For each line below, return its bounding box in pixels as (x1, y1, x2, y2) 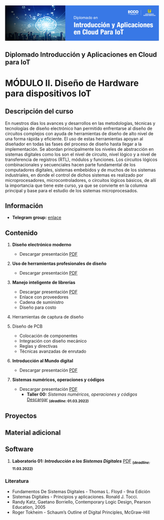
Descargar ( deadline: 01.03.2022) (26, 397, 89, 403)
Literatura (5, 478, 29, 484)
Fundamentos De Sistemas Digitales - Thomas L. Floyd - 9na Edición (12, 489, 150, 495)
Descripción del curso (5, 107, 74, 116)
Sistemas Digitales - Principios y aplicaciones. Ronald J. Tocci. (12, 494, 138, 500)
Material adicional (5, 428, 61, 437)
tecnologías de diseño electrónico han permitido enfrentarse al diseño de (5, 125, 153, 131)
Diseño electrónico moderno (12, 242, 72, 248)
